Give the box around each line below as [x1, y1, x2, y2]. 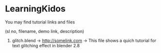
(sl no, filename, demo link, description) [5, 28, 84, 34]
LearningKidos [5, 3, 66, 14]
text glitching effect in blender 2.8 [12, 42, 80, 48]
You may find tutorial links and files [5, 19, 75, 25]
